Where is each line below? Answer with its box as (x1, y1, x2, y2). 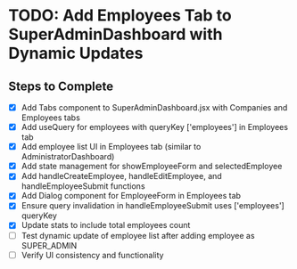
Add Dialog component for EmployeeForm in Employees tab (21, 191, 242, 201)
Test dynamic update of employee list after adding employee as (21, 230, 255, 240)
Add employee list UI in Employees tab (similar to (21, 142, 202, 152)
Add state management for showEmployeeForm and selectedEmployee (21, 161, 283, 172)
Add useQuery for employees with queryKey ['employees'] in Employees (21, 122, 289, 133)
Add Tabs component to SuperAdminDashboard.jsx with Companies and (21, 102, 288, 112)
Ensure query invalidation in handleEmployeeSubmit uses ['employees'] (21, 200, 285, 211)
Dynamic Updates (8, 44, 144, 63)
